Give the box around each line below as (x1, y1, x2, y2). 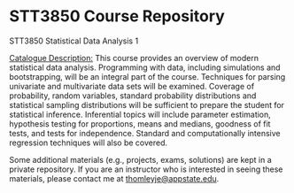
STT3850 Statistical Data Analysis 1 (9, 35, 139, 46)
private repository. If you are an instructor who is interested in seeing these (9, 164, 283, 174)
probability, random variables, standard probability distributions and (9, 90, 257, 101)
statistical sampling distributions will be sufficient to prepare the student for (9, 99, 285, 110)
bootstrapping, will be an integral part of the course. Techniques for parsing (9, 71, 286, 81)
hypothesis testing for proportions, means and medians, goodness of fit (9, 118, 271, 129)
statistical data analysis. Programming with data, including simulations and (9, 62, 281, 73)
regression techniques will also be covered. (9, 137, 168, 148)
